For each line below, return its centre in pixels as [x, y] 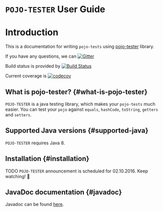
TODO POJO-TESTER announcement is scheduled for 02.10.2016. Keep [77, 171]
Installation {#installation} [47, 159]
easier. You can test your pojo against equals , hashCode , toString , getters [82, 109]
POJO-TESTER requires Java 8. [35, 143]
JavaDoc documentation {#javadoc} [64, 192]
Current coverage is [26, 76]
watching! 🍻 [18, 176]
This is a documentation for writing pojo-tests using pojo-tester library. [80, 47]
